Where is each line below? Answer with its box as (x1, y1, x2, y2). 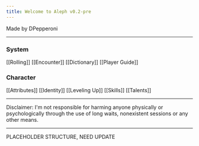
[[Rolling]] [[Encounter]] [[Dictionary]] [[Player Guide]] (6, 59, 139, 66)
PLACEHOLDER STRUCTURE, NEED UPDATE (6, 134, 115, 141)
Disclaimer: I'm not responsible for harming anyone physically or (6, 104, 163, 111)
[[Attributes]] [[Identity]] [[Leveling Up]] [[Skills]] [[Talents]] (6, 87, 152, 94)
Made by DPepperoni (6, 25, 58, 32)
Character (6, 73, 36, 82)
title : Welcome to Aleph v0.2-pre (6, 8, 92, 15)
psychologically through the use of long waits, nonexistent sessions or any (6, 110, 188, 117)
